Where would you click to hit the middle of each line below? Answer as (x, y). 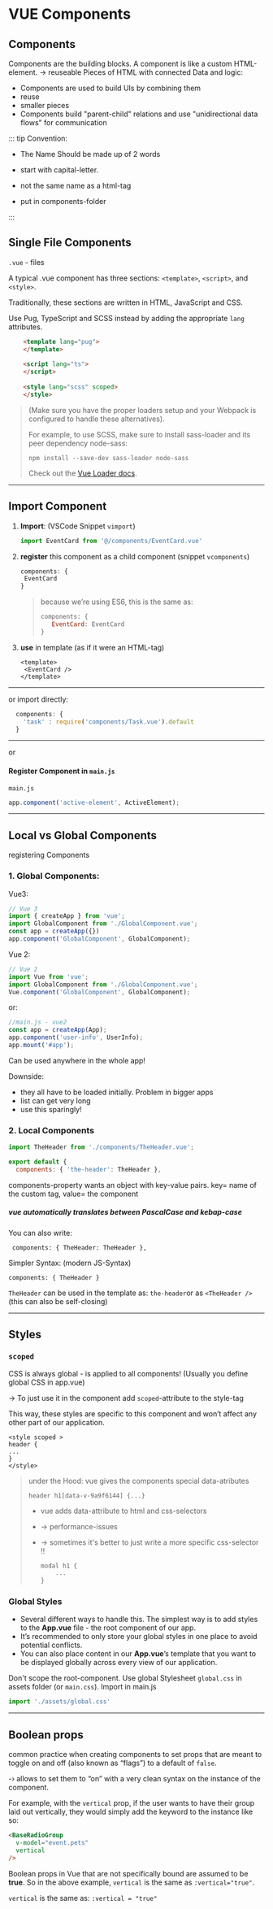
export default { (38, 1162)
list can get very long (55, 1100)
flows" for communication (63, 122)
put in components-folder (63, 201)
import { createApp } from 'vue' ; (67, 916)
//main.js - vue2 (38, 1022)
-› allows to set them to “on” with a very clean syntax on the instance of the (135, 1779)
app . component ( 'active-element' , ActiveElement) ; (94, 802)
